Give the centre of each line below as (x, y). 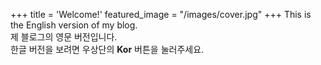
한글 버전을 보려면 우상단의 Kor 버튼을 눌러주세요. (107, 49)
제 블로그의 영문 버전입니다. (64, 37)
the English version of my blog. (74, 25)
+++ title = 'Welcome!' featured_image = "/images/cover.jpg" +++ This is (161, 14)
